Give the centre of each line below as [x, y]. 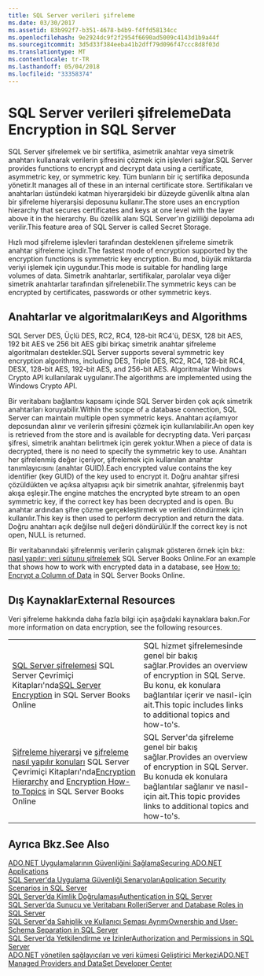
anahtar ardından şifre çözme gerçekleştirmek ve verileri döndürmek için [126, 510]
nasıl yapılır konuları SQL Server [71, 762]
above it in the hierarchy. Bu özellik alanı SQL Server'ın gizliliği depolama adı [131, 218]
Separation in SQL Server [77, 930]
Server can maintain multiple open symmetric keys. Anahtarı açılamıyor [123, 418]
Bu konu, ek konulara [182, 686]
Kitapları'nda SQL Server [57, 686]
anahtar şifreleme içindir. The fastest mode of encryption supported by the [128, 250]
